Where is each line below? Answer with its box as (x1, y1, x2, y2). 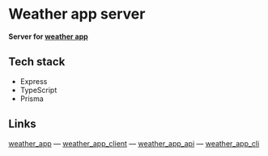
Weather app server (8, 5, 146, 23)
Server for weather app (8, 32, 89, 41)
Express (19, 76, 48, 86)
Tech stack (8, 55, 66, 69)
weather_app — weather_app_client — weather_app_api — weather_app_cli (8, 138, 260, 148)
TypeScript (19, 85, 57, 95)
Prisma (19, 94, 45, 103)
